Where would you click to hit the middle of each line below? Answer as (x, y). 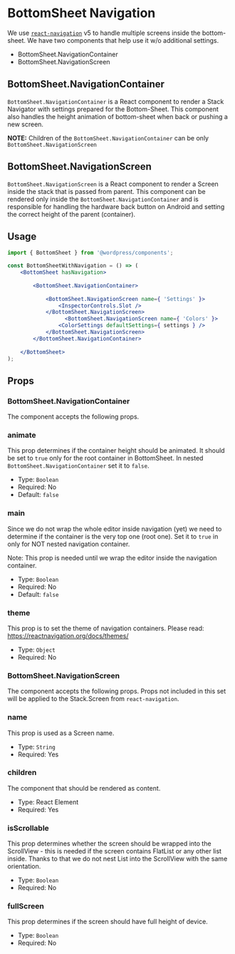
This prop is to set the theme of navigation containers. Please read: (106, 628)
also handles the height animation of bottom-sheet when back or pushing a (117, 116)
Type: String (36, 747)
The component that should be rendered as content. (84, 788)
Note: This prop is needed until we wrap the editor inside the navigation (112, 558)
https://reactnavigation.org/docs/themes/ (68, 635)
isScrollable (28, 828)
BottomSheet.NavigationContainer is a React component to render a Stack (116, 101)
